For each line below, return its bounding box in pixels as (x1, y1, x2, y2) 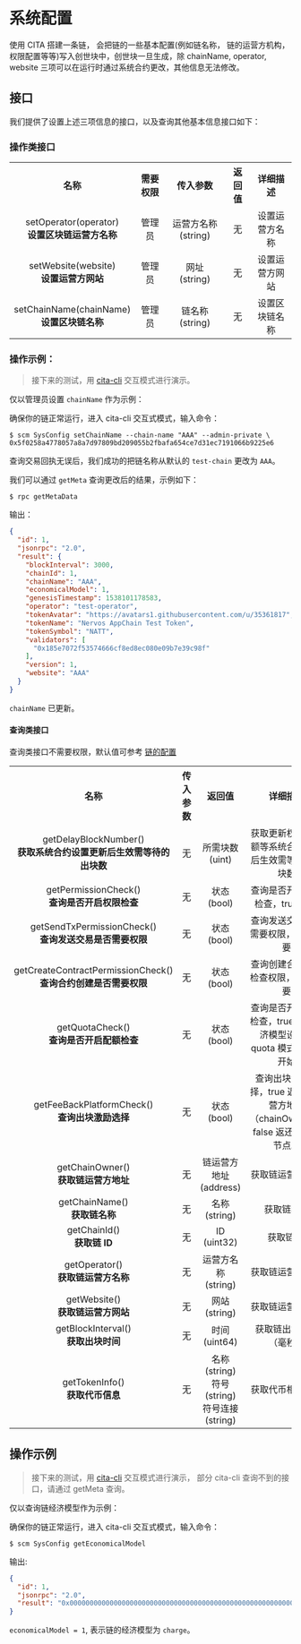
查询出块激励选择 (57, 1111, 130, 1124)
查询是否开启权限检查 (48, 896, 139, 909)
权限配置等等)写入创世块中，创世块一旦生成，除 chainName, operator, (9, 50, 267, 61)
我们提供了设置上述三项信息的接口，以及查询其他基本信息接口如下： (9, 116, 261, 126)
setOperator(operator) (25, 216, 119, 228)
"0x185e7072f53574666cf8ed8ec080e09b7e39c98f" (32, 644, 211, 653)
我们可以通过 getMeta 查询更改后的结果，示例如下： (9, 475, 199, 485)
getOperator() (64, 1259, 124, 1272)
